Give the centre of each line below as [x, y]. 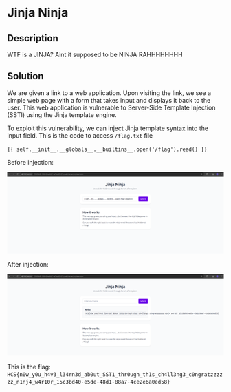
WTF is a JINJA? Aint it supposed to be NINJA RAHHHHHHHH [95, 54]
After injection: [28, 265]
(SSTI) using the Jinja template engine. [62, 114]
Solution [25, 76]
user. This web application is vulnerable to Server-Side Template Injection [111, 107]
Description [33, 38]
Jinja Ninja [38, 13]
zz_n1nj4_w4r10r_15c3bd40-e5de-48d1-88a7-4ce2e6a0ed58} [89, 382]
